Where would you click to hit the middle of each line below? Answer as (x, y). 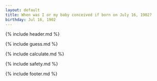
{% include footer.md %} (31, 74)
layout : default (23, 10)
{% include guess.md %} (31, 44)
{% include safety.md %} (32, 64)
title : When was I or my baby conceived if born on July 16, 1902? (79, 15)
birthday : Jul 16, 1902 (31, 19)
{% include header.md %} (32, 34)
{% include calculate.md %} (35, 54)
